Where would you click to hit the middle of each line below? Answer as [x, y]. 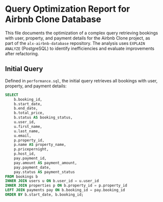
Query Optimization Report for [68, 9]
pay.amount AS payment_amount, [45, 163]
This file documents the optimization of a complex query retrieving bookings [81, 33]
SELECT [12, 95]
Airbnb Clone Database [53, 19]
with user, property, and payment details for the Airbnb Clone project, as [78, 38]
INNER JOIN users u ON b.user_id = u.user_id [52, 181]
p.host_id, [25, 154]
